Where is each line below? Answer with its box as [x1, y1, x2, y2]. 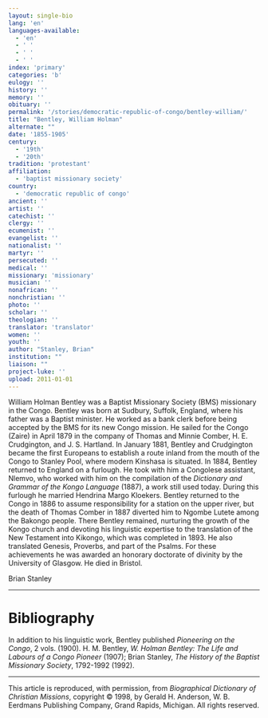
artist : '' [8, 204, 45, 212]
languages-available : [8, 26, 81, 34]
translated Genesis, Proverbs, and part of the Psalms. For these [8, 541, 217, 550]
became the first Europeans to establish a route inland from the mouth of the [8, 448, 260, 457]
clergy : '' [8, 219, 45, 227]
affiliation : [8, 168, 52, 176]
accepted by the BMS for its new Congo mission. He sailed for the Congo [8, 422, 249, 432]
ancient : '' [8, 197, 48, 205]
